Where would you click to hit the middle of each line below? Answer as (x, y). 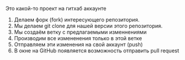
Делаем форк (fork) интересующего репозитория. (77, 20)
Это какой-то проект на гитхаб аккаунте (56, 8)
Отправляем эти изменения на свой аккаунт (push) (78, 44)
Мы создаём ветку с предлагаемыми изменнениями (80, 32)
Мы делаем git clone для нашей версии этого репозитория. (88, 26)
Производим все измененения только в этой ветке (78, 38)
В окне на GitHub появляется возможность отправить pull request (97, 51)
